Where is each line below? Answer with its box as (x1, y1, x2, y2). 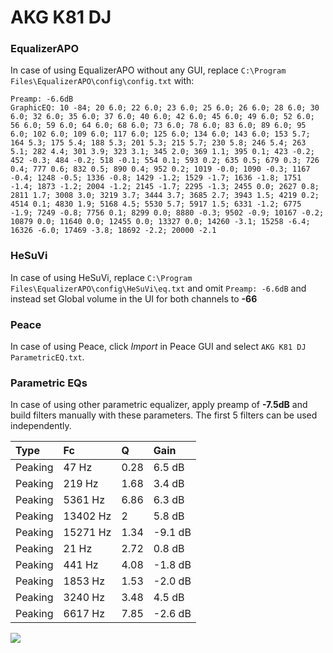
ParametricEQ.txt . (10, 351, 85, 363)
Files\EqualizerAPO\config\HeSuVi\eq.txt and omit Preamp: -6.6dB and (10, 282, 307, 294)
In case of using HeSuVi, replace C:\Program (10, 271, 193, 283)
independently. (10, 420, 72, 432)
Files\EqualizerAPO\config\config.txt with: (10, 75, 195, 87)
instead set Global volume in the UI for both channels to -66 (10, 292, 258, 305)
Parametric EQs (10, 376, 88, 390)
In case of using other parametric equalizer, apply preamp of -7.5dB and (10, 399, 308, 411)
